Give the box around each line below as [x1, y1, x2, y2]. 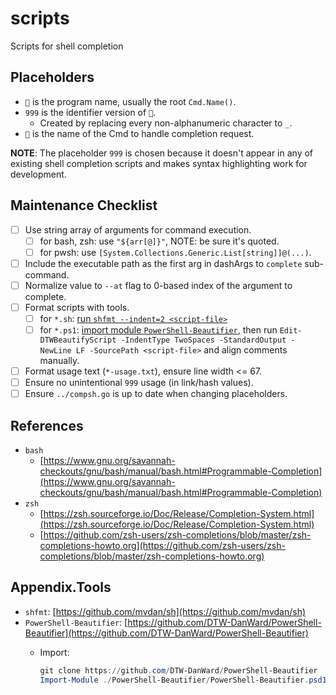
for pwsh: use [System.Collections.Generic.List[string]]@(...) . [39, 246, 312, 258]
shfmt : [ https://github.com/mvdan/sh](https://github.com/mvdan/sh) [24, 605, 307, 617]
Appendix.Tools [10, 579, 112, 596]
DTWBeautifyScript [39, 335, 117, 346]
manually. [39, 355, 80, 367]
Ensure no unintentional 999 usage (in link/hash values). [24, 377, 254, 389]
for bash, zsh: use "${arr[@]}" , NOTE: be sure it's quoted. [39, 235, 280, 247]
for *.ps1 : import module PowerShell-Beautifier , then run [39, 324, 278, 336]
